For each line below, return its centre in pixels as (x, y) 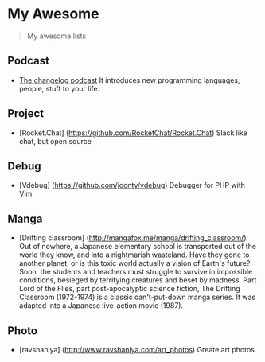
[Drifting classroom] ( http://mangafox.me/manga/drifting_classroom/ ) (132, 238)
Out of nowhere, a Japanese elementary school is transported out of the (137, 247)
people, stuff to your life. (59, 88)
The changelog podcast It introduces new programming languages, (129, 80)
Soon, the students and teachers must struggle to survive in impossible (136, 272)
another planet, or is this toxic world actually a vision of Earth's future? (134, 263)
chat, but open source (55, 141)
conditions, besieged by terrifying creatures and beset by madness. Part (138, 280)
